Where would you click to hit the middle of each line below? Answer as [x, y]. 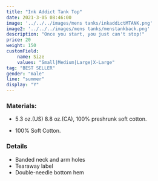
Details [17, 147]
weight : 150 [21, 46]
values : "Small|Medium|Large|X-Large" [66, 62]
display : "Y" [23, 85]
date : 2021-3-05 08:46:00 [39, 17]
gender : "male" [25, 74]
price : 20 [19, 40]
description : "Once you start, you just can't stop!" [76, 34]
